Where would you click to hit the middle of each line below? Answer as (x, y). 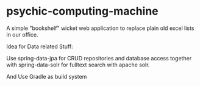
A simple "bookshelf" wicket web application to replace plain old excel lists (100, 28)
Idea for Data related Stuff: (40, 46)
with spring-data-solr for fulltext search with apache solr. (78, 65)
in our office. (22, 34)
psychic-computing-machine (82, 11)
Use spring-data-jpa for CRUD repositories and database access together (99, 58)
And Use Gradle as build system (47, 76)
